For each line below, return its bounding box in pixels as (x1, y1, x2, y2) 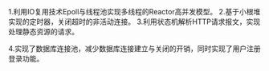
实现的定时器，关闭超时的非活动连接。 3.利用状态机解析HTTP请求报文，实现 (8, 17, 261, 26)
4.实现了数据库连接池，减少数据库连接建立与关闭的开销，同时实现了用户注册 (8, 44, 261, 53)
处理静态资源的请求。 (8, 27, 79, 36)
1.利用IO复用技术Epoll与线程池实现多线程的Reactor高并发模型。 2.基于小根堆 (8, 7, 261, 16)
